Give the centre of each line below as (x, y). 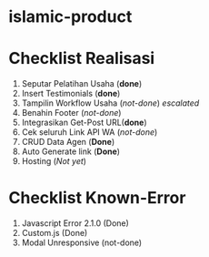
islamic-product (70, 17)
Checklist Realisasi (82, 59)
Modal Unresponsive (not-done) (82, 242)
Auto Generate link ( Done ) (70, 151)
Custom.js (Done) (55, 233)
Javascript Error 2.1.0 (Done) (75, 223)
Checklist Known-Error (97, 198)
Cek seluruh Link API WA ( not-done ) (90, 132)
